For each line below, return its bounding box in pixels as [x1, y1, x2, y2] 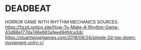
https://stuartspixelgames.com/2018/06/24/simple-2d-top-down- [5, 34, 136, 40]
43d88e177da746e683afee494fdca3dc [5, 29, 84, 35]
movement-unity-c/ [5, 39, 44, 45]
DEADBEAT [5, 3, 51, 14]
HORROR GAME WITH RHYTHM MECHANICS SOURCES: [5, 19, 119, 25]
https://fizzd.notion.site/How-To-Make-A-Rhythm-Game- [5, 24, 120, 30]
